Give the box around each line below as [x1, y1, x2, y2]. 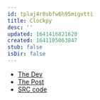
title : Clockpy [7, 17, 52, 24]
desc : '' [7, 24, 33, 31]
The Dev [17, 69, 43, 79]
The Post [17, 77, 45, 86]
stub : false [7, 44, 43, 51]
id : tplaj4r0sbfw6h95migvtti [7, 10, 94, 18]
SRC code [17, 85, 48, 94]
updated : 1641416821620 [7, 30, 78, 38]
